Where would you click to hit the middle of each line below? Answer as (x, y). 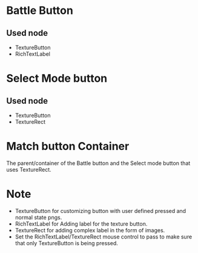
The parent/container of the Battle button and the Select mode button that (98, 163)
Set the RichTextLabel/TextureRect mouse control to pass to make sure (104, 237)
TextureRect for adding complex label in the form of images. (90, 230)
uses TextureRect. (29, 169)
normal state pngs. (38, 217)
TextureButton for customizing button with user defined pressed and (101, 211)
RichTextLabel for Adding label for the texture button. (81, 224)
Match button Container (68, 147)
